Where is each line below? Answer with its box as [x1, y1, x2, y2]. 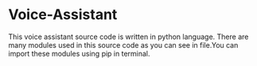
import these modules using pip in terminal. [8, 49, 150, 58]
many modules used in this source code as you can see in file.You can [8, 40, 239, 49]
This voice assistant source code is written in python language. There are [8, 32, 249, 41]
